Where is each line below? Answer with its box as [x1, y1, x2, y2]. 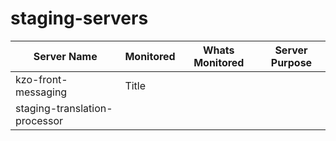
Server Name [33, 49, 98, 63]
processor [15, 113, 64, 127]
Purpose [270, 55, 313, 69]
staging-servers [10, 7, 149, 30]
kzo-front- [15, 72, 68, 86]
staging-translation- [15, 101, 113, 115]
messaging [15, 85, 68, 99]
